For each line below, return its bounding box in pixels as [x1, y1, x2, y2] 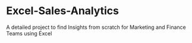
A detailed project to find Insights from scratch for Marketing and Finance [6, 24, 186, 31]
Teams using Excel [6, 29, 52, 37]
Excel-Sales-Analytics [6, 4, 119, 18]
